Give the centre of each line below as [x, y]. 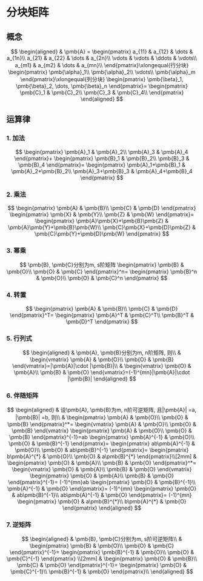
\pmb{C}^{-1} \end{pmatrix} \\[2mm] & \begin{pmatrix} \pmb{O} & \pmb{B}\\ [102, 559]
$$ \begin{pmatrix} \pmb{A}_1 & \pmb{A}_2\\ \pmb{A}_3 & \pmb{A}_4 [102, 151]
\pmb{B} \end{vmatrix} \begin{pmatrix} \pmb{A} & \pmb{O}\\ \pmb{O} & [102, 431]
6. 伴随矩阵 [22, 396]
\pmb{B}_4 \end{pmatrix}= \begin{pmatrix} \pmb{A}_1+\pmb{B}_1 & [102, 165]
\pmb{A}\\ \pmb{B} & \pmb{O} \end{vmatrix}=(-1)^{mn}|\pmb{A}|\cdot [102, 372]
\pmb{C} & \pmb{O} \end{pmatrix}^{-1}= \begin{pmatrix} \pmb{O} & [102, 565]
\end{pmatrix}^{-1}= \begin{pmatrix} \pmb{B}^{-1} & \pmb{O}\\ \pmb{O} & [102, 553]
